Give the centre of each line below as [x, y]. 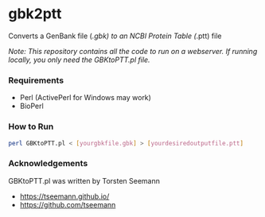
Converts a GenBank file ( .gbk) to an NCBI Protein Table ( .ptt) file [115, 36]
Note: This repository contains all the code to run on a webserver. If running [133, 51]
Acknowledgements [48, 164]
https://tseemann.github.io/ [64, 196]
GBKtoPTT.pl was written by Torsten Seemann [84, 180]
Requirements [36, 80]
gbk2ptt [35, 14]
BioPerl [31, 106]
